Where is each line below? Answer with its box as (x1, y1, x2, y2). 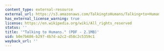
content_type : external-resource (5, 7, 73, 12)
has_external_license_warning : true (5, 16, 80, 21)
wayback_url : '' (5, 39, 38, 44)
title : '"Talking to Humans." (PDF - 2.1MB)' (5, 30, 99, 34)
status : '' (5, 25, 27, 30)
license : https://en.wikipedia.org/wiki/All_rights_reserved (5, 20, 132, 26)
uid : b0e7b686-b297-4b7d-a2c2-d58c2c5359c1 (5, 34, 95, 39)
